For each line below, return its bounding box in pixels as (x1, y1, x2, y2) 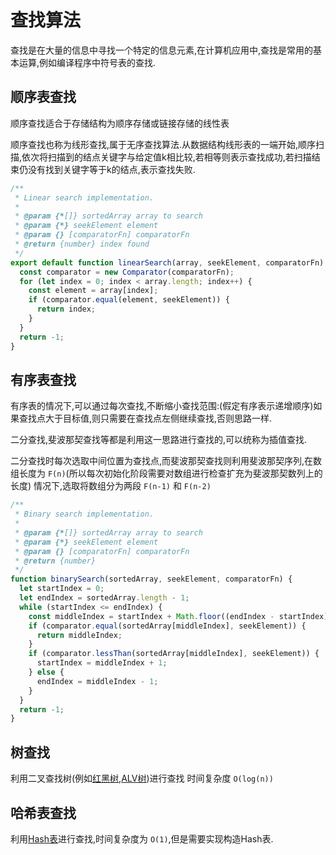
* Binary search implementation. (14, 509, 155, 520)
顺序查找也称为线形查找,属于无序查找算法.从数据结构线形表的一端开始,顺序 (10, 138, 317, 150)
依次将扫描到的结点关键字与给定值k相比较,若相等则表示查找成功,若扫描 (21, 151, 312, 163)
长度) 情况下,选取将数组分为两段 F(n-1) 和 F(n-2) (10, 480, 212, 492)
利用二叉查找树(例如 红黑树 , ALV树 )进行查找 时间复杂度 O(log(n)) (10, 772, 274, 785)
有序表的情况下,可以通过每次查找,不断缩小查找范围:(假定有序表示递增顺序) (10, 400, 314, 412)
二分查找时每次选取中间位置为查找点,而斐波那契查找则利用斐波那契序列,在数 (10, 455, 323, 467)
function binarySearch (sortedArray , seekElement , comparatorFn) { (10, 574, 293, 585)
